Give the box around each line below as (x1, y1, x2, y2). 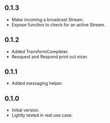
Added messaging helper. (11, 81, 63, 86)
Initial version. (11, 107, 40, 113)
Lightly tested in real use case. (11, 112, 73, 118)
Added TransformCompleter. (11, 48, 69, 55)
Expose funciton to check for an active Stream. (11, 22, 106, 27)
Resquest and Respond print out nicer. (11, 54, 88, 59)
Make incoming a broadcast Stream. (11, 16, 84, 22)
